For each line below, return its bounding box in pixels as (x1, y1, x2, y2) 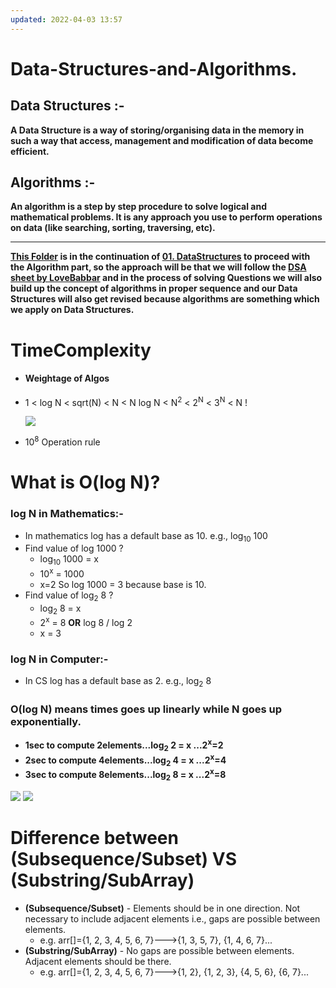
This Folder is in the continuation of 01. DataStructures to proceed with (10, 251, 311, 263)
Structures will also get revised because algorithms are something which (10, 293, 320, 305)
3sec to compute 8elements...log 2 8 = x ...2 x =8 (24, 767, 227, 783)
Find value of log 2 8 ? (24, 589, 114, 603)
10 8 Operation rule (24, 434, 101, 448)
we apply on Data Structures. (10, 304, 135, 316)
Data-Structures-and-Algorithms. (10, 57, 298, 80)
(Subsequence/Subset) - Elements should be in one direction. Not (24, 902, 301, 914)
